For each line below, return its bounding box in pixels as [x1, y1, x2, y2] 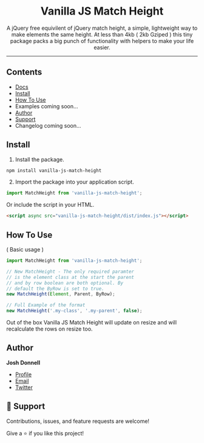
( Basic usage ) [6, 246, 44, 253]
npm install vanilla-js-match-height [6, 167, 102, 174]
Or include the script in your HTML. [6, 201, 95, 208]
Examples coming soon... [15, 102, 78, 110]
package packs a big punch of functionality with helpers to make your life [10, 37, 194, 44]
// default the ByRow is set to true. [6, 286, 104, 292]
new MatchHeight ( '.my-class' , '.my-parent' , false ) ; [6, 308, 143, 314]
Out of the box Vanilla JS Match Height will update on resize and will [6, 319, 177, 326]
